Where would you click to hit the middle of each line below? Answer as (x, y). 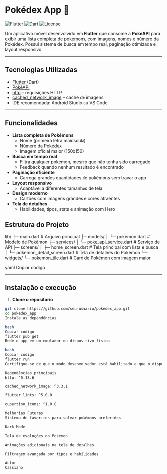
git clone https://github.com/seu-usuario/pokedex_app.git (68, 309)
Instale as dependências (31, 318)
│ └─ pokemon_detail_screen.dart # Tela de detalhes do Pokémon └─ (76, 253)
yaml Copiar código (25, 268)
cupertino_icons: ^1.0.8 (31, 404)
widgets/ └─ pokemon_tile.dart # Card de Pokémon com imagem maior (78, 258)
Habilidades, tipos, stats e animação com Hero (67, 209)
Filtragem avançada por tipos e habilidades (52, 454)
